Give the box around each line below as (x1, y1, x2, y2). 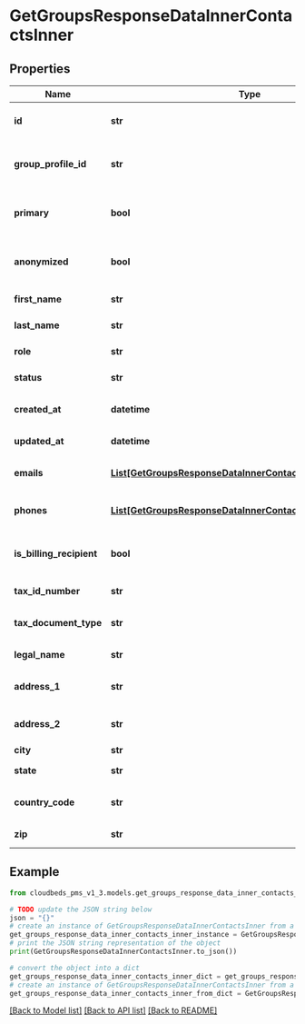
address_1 (14, 681, 61, 692)
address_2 (14, 718, 61, 730)
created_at (14, 403, 62, 415)
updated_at (14, 435, 64, 447)
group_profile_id (14, 158, 87, 170)
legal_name (14, 649, 65, 661)
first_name (14, 293, 62, 305)
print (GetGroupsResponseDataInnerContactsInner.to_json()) (9, 947, 238, 957)
